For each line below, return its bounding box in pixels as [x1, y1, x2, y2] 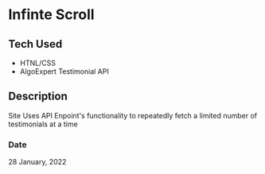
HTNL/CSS [19, 58, 56, 68]
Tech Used [8, 37, 63, 51]
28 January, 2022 [8, 157, 67, 167]
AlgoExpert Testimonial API [19, 67, 109, 76]
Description [8, 90, 68, 103]
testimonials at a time [8, 119, 78, 129]
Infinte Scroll [8, 6, 95, 24]
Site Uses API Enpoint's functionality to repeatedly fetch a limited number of [8, 110, 258, 120]
